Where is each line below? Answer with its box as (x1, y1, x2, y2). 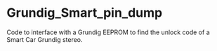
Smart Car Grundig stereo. (6, 35, 83, 43)
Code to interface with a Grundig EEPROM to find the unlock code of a (6, 28, 210, 36)
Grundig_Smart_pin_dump (6, 5, 163, 21)
